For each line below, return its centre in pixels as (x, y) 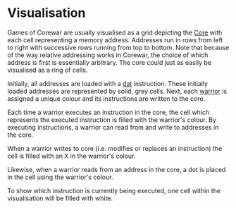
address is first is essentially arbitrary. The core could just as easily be (109, 62)
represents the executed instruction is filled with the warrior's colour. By (112, 120)
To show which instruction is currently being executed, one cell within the (114, 190)
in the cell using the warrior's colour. (60, 177)
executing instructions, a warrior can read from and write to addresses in (113, 127)
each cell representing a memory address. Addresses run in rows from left (115, 39)
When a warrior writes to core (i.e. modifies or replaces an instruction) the (115, 148)
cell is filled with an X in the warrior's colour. (72, 156)
